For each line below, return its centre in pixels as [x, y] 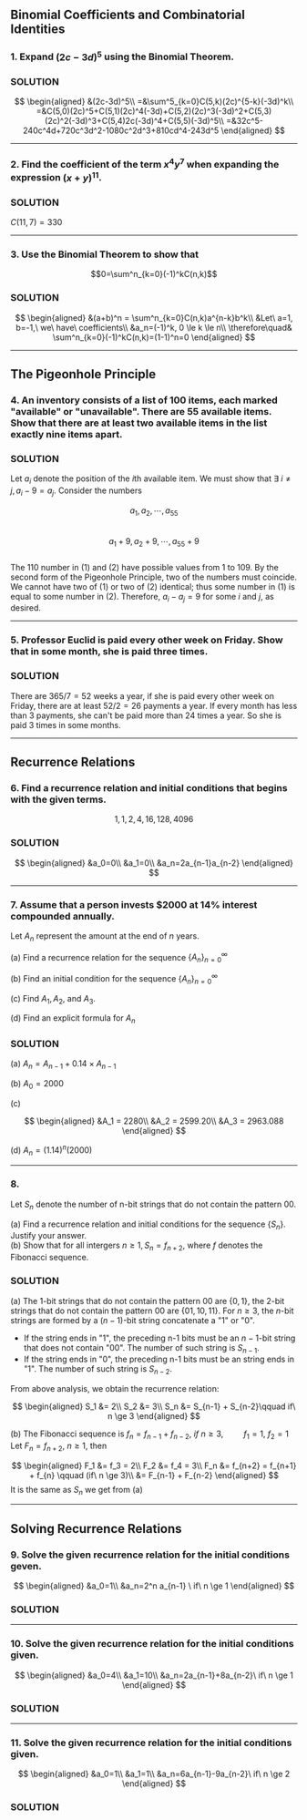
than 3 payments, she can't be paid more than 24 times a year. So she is [146, 715]
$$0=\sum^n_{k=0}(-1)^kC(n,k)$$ [154, 274]
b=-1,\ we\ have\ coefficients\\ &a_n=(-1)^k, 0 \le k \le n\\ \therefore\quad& [154, 327]
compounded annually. [62, 916]
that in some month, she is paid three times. [109, 652]
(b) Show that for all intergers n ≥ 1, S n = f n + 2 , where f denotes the [137, 1246]
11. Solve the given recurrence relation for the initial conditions [151, 1743]
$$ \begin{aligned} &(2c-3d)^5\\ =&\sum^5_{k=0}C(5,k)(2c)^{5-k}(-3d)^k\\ [154, 102]
